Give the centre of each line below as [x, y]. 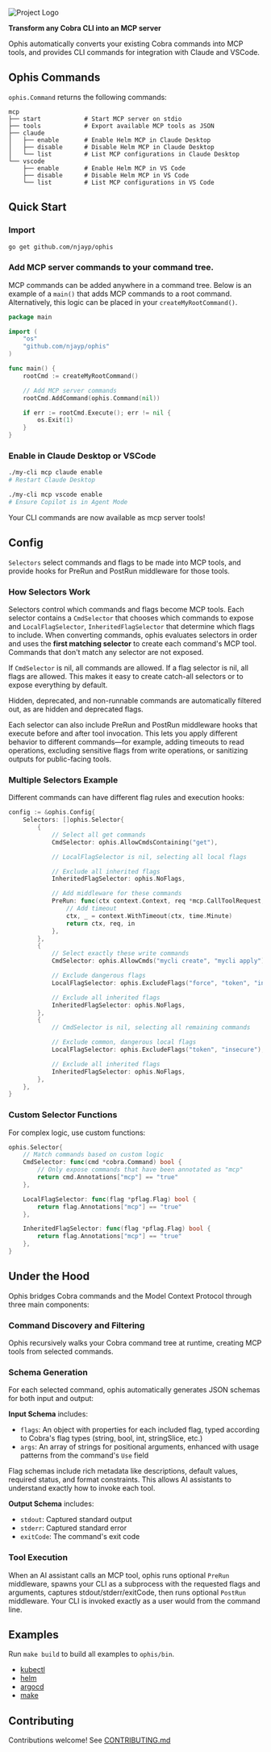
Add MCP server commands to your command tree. [111, 268]
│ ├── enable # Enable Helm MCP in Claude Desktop [110, 140]
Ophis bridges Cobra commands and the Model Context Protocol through [130, 1295]
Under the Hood [49, 1276]
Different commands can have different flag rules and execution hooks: [126, 798]
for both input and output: [51, 1399]
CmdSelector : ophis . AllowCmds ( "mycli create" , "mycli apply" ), [160, 961]
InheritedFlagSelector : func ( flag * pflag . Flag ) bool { [117, 1229]
